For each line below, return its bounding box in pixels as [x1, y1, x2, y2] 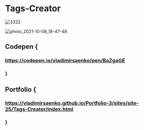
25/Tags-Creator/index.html [5, 106, 74, 112]
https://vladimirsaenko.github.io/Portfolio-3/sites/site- [5, 100, 139, 107]
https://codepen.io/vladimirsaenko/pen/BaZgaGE [5, 57, 126, 64]
